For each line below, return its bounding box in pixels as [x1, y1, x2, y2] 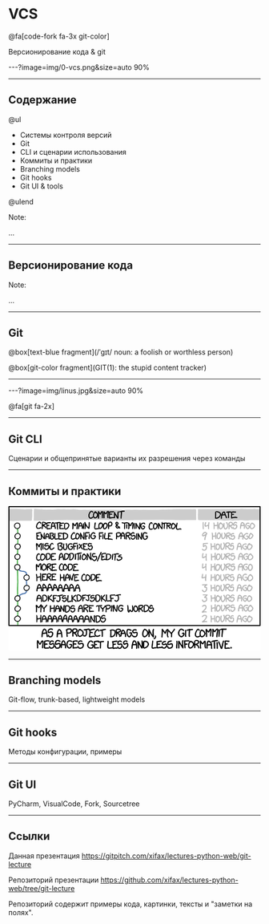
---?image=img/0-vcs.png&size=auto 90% [8, 62, 150, 72]
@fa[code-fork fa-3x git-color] [8, 31, 110, 41]
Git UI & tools [19, 181, 64, 191]
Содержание [8, 93, 78, 107]
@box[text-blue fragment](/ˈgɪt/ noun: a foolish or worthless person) [8, 347, 234, 357]
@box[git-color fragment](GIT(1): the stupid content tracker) [8, 363, 207, 373]
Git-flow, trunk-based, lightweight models [8, 695, 146, 704]
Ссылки [8, 829, 50, 843]
